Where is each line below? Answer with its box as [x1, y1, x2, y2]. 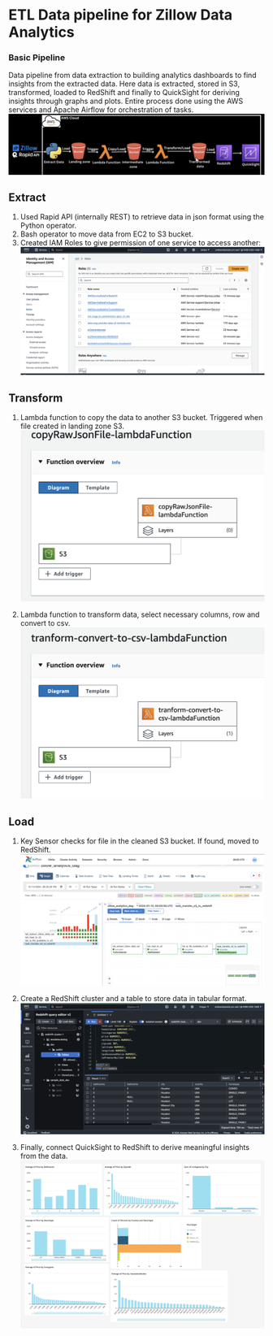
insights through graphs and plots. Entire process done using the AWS [8, 96, 244, 106]
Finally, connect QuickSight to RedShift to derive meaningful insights [19, 1142, 250, 1152]
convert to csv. [19, 618, 71, 628]
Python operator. [19, 221, 77, 231]
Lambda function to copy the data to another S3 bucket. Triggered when [19, 413, 263, 423]
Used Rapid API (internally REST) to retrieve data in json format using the [19, 212, 264, 222]
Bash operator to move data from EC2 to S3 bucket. [19, 229, 193, 239]
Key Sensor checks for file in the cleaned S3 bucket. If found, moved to [19, 836, 259, 846]
